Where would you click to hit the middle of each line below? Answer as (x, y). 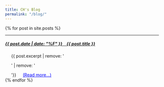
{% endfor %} (19, 80)
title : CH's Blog (23, 10)
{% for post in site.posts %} (33, 28)
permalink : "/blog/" (26, 14)
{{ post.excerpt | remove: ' (38, 56)
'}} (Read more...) (31, 75)
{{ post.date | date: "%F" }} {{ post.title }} (50, 44)
